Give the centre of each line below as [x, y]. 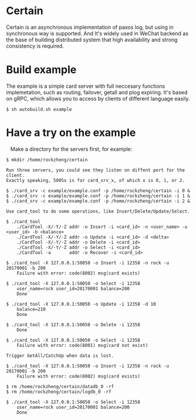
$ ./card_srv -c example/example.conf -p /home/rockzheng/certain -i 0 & [98, 191]
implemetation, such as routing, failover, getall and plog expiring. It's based [97, 92]
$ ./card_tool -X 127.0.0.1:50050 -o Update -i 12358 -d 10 [81, 304]
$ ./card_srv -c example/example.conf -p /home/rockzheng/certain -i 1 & [98, 196]
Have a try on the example [71, 133]
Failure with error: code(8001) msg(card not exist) [82, 345]
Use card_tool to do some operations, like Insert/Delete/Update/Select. [98, 211]
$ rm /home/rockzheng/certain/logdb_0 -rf [59, 392]
